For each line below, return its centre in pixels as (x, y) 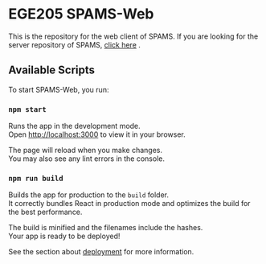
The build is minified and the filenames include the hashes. (106, 228)
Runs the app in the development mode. (74, 126)
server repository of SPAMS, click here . (74, 44)
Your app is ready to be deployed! (64, 236)
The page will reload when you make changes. (86, 151)
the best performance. (45, 212)
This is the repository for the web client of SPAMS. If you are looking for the (133, 36)
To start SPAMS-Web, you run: (59, 89)
